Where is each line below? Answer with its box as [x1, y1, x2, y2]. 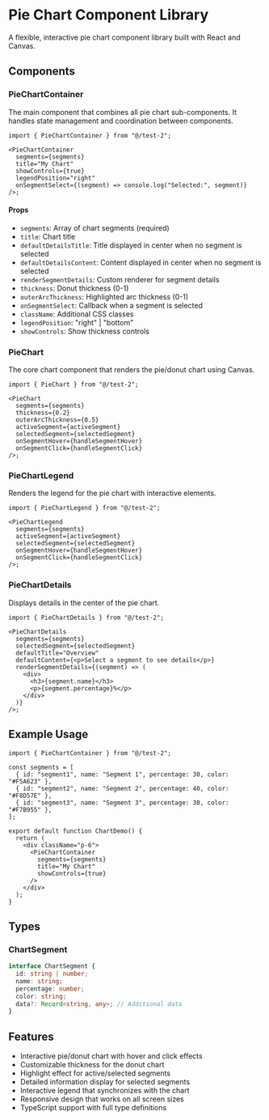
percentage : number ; [15, 985, 85, 993]
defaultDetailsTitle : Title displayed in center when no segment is [19, 240, 242, 250]
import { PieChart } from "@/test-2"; [8, 380, 139, 389]
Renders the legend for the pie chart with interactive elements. [8, 488, 216, 498]
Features [8, 1029, 54, 1043]
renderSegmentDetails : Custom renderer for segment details [19, 274, 220, 284]
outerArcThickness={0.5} [15, 416, 99, 424]
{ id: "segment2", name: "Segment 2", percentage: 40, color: [15, 784, 229, 792]
